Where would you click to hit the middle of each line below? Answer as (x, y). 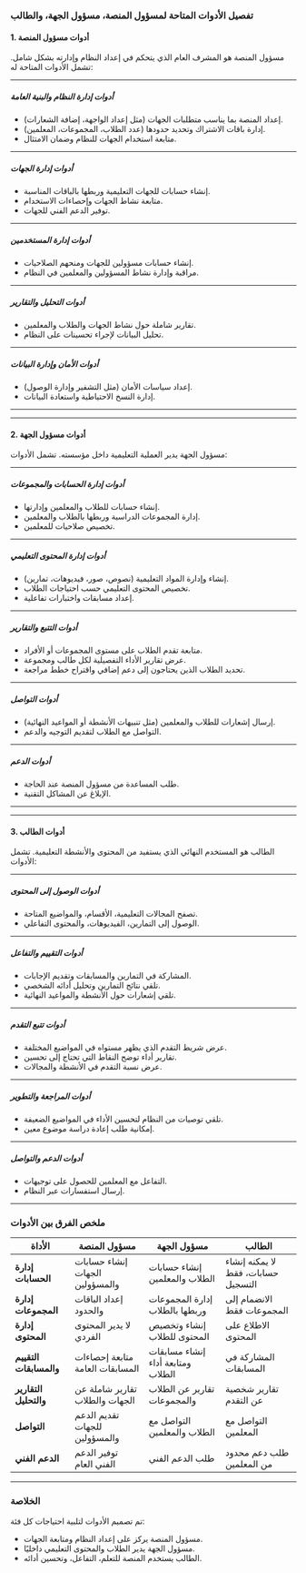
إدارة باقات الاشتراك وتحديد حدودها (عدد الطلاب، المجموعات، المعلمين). (144, 129)
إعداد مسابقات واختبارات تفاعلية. (79, 598)
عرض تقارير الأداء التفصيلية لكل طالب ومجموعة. (105, 660)
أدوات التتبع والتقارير (44, 627)
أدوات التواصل (34, 699)
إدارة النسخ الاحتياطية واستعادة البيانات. (89, 396)
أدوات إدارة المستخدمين (50, 239)
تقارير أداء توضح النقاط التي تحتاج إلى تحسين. (100, 1057)
